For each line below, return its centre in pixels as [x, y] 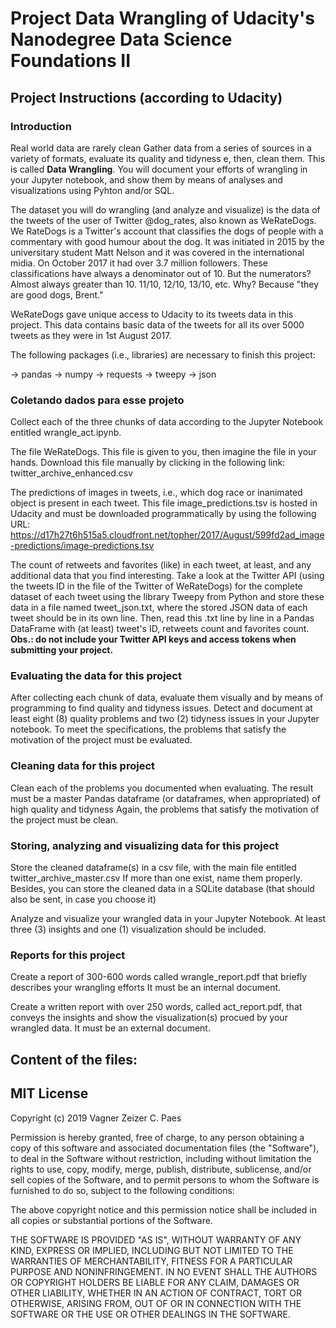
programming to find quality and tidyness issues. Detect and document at [161, 708]
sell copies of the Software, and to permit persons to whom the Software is [165, 1179]
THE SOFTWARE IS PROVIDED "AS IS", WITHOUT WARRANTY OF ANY [156, 1239]
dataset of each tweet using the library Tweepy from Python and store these [167, 597]
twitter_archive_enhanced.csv [72, 473]
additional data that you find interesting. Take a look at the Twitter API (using [167, 576]
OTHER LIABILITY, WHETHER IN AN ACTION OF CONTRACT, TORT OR [156, 1293]
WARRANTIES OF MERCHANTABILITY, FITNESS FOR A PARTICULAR [151, 1261]
